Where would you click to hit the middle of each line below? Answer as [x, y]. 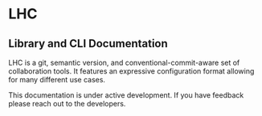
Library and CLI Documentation [88, 44]
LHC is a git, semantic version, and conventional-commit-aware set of [124, 62]
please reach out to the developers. [67, 104]
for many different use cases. [57, 80]
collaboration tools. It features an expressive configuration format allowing [131, 71]
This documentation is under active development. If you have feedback [126, 95]
